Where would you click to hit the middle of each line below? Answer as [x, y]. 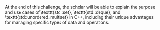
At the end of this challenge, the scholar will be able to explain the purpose [80, 7]
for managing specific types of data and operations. [57, 22]
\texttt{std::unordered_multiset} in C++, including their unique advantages [79, 17]
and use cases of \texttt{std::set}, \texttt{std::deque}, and [63, 12]
